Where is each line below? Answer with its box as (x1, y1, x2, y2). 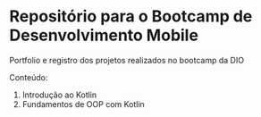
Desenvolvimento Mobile (9, 25, 199, 46)
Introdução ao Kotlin (21, 89, 97, 100)
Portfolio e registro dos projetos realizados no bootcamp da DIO (9, 54, 244, 65)
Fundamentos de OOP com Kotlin (21, 98, 145, 109)
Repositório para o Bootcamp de (9, 6, 253, 27)
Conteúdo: (9, 71, 48, 82)
